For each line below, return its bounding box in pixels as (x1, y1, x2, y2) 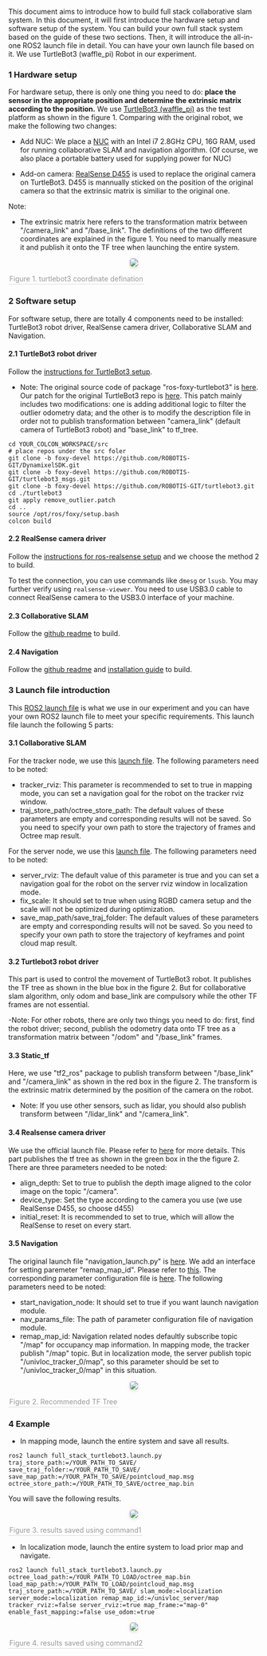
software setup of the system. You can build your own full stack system (8, 24, 243, 33)
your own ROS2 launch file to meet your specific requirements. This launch (8, 711, 255, 721)
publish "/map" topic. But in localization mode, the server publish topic (19, 1348, 253, 1358)
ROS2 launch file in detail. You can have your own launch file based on (22, 41, 255, 50)
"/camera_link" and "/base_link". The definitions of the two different (19, 225, 242, 235)
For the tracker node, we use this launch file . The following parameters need (8, 755, 259, 766)
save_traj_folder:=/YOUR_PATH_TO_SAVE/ (8, 1466, 141, 1474)
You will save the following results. (8, 1494, 122, 1503)
